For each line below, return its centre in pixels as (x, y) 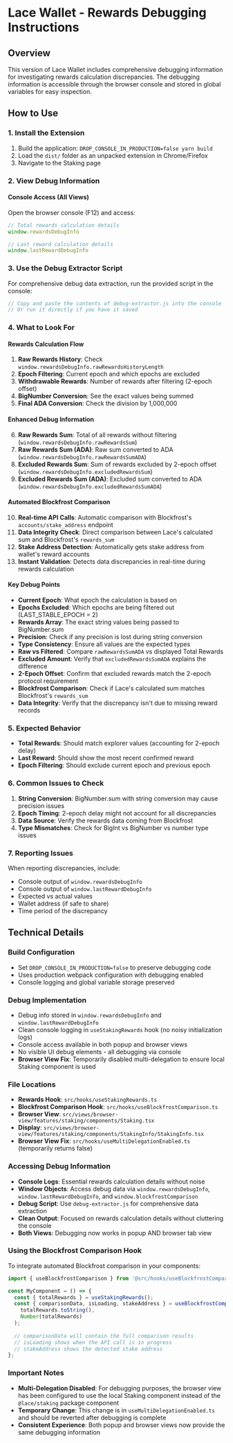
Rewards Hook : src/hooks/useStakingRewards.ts (87, 1100)
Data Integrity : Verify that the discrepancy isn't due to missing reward (118, 703)
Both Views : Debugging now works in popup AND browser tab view (115, 1233)
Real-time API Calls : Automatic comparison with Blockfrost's (105, 517)
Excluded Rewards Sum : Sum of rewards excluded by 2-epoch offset (117, 464)
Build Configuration (41, 953)
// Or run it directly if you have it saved (73, 310)
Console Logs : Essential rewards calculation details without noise (111, 1182)
